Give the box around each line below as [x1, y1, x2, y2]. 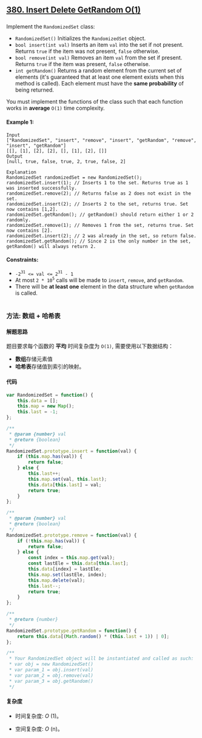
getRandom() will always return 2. [6, 243, 96, 249]
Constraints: [6, 256, 39, 263]
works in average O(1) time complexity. [6, 104, 105, 112]
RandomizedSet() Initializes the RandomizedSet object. [15, 35, 146, 42]
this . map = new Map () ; [17, 403, 75, 409]
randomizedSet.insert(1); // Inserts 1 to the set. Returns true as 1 [6, 179, 189, 186]
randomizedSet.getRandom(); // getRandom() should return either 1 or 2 [6, 212, 194, 218]
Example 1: [6, 118, 35, 126]
